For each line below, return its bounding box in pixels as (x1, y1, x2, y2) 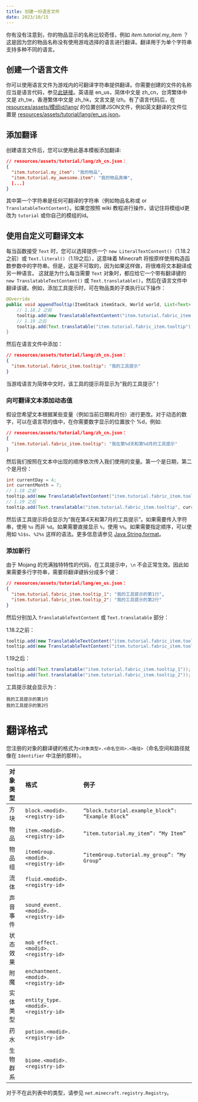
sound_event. (25, 902, 62, 908)
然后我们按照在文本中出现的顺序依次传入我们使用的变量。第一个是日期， (6, 458, 181, 465)
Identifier (17, 753, 45, 759)
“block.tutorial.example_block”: (83, 807, 177, 814)
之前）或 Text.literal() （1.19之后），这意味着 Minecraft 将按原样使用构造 (6, 255, 185, 262)
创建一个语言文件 (6, 64, 68, 74)
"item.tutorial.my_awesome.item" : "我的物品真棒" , (11, 175, 133, 180)
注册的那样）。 (51, 752, 85, 759)
